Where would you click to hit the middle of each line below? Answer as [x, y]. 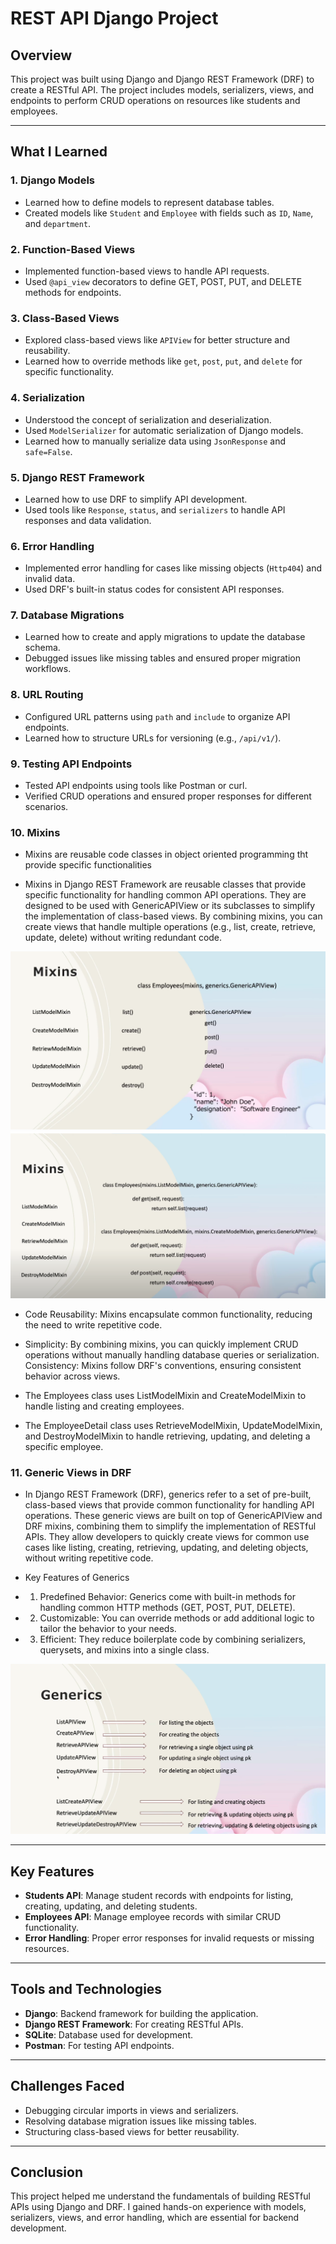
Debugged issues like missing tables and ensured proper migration [162, 658]
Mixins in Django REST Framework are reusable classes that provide [165, 884]
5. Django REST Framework [77, 477]
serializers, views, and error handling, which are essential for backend [155, 2218]
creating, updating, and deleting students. [111, 1906]
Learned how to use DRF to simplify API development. [136, 499]
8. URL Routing [47, 695]
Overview [41, 55]
